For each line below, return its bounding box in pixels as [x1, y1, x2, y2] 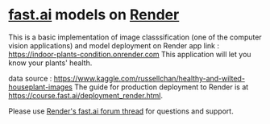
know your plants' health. [8, 58, 93, 68]
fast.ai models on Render [8, 6, 180, 24]
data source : [8, 73, 52, 83]
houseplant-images [8, 82, 73, 92]
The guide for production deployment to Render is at [73, 82, 249, 92]
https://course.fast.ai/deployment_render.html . [8, 90, 164, 100]
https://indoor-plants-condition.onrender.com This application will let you [8, 49, 251, 59]
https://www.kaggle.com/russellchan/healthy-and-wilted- [53, 73, 246, 83]
